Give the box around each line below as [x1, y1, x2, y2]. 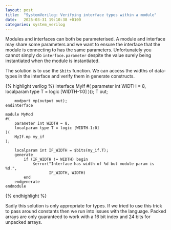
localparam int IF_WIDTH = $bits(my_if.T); [14, 148, 109, 153]
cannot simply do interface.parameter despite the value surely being [5, 52, 152, 59]
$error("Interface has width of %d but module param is [32, 161, 155, 167]
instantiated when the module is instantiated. [5, 57, 100, 64]
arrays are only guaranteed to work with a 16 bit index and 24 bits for [5, 214, 151, 220]
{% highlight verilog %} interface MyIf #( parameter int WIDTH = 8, [5, 83, 146, 89]
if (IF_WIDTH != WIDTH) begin [24, 157, 88, 162]
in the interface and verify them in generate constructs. [18, 73, 135, 80]
